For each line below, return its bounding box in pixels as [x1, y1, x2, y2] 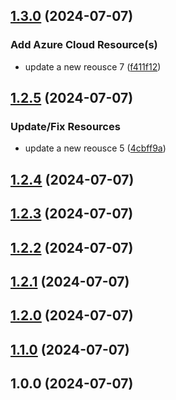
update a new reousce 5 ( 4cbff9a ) [24, 142, 167, 154]
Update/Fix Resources [10, 120, 121, 133]
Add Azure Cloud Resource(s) [10, 38, 158, 52]
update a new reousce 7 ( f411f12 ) [24, 60, 162, 73]
